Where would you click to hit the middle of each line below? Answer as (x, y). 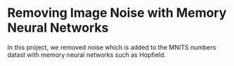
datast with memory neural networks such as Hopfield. (87, 55)
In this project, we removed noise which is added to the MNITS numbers (112, 47)
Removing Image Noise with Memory (117, 13)
